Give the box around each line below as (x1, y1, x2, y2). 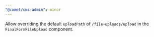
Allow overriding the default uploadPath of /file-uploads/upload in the (5, 21, 149, 27)
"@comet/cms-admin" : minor (5, 7, 61, 12)
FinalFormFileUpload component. (5, 26, 74, 32)
